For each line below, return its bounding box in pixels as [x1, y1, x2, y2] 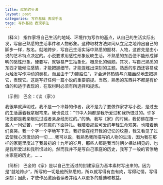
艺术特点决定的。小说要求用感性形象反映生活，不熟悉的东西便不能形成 [13, 53, 154, 59]
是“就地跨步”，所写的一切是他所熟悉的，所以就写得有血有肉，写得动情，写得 [5, 168, 158, 175]
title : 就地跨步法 [5, 7, 39, 12]
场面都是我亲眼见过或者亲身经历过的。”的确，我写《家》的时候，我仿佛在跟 [5, 116, 154, 122]
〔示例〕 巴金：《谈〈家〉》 [5, 93, 57, 100]
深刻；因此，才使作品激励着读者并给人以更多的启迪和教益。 [5, 175, 124, 181]
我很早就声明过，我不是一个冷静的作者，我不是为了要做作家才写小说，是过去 [5, 104, 158, 110]
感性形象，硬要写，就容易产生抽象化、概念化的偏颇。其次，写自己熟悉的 [13, 59, 158, 65]
